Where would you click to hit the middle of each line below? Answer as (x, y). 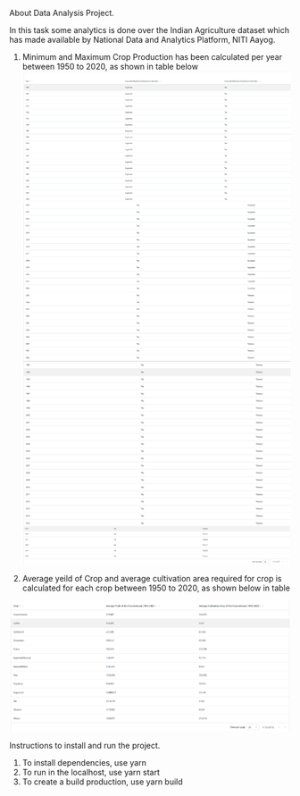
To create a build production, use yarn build (102, 782)
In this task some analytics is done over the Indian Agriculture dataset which (150, 30)
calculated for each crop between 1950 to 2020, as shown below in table (156, 588)
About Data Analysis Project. (62, 13)
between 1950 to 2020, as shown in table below (110, 67)
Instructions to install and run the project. (85, 745)
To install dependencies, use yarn (84, 762)
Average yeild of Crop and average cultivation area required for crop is (152, 578)
